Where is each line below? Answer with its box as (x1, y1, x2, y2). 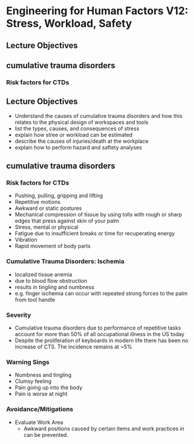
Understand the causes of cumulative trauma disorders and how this (14, 112, 183, 119)
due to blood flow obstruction (14, 277, 88, 284)
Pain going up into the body (14, 384, 83, 391)
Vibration (14, 236, 37, 244)
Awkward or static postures (14, 205, 82, 212)
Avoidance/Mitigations (6, 405, 74, 413)
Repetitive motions (14, 199, 61, 206)
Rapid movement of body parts (14, 242, 91, 250)
